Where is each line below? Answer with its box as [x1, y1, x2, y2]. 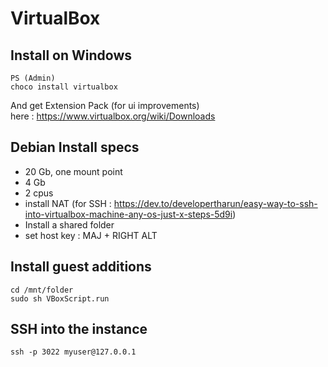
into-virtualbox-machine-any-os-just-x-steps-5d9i [24, 208, 233, 220]
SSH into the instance [10, 321, 148, 338]
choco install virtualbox [10, 82, 118, 92]
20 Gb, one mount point [24, 165, 123, 177]
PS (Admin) [10, 73, 56, 83]
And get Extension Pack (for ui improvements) [10, 100, 200, 111]
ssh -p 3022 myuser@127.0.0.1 [10, 347, 137, 357]
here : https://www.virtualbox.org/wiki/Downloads [10, 110, 216, 122]
